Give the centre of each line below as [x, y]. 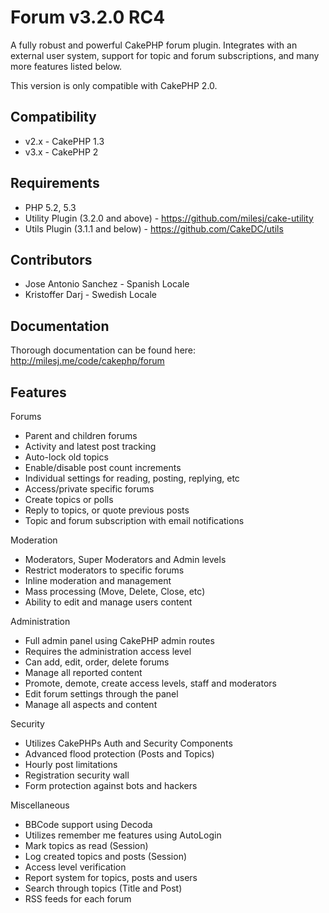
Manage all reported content [83, 672]
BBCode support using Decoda [88, 824]
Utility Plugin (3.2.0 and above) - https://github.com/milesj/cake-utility [169, 218]
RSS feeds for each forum [78, 899]
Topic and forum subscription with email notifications [134, 520]
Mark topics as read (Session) [86, 845]
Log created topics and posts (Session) [106, 856]
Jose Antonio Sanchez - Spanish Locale [107, 284]
